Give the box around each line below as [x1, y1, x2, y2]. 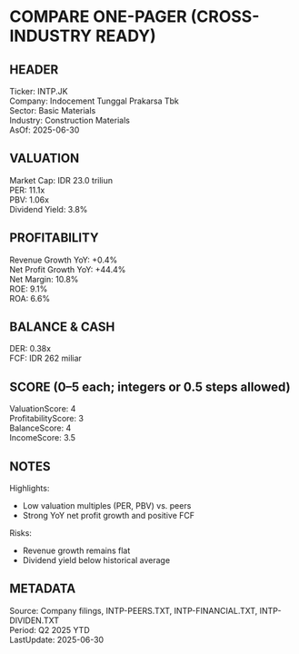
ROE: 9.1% [9, 283, 48, 294]
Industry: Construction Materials [9, 115, 130, 125]
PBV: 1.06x [9, 193, 50, 205]
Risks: [9, 528, 32, 539]
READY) [95, 25, 156, 46]
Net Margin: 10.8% [9, 273, 79, 284]
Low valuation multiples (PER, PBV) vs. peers [22, 500, 192, 511]
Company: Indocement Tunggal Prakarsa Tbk [9, 95, 180, 106]
